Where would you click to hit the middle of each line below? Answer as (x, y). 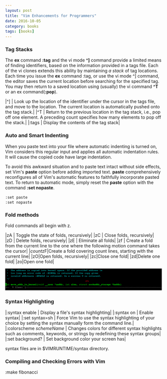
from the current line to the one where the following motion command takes (83, 246)
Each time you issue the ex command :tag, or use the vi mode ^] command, (82, 76)
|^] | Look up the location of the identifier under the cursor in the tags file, (80, 101)
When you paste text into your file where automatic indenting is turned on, (81, 146)
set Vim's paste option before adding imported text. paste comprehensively (83, 172)
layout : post (19, 10)
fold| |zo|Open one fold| (30, 262)
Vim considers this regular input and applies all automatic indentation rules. (82, 152)
